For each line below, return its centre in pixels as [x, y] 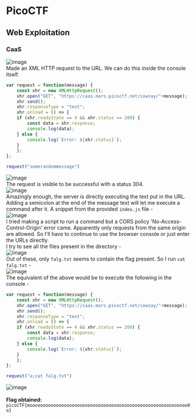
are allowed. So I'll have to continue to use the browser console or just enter [98, 234]
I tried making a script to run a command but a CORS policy [78, 222]
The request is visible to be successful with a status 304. [75, 184]
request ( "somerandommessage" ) [43, 167]
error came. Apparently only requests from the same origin [115, 228]
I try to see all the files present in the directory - [64, 246]
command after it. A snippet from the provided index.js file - [80, 209]
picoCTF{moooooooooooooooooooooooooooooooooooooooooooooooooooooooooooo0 [98, 406]
